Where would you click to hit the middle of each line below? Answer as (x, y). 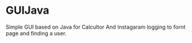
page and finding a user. (36, 33)
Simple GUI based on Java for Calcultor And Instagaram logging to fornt (96, 27)
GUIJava (28, 10)
